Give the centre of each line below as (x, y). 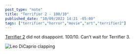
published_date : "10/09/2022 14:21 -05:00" (50, 18)
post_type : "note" (24, 9)
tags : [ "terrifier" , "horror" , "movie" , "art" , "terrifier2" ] (66, 23)
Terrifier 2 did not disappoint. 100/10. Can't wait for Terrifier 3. (68, 37)
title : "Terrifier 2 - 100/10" (37, 14)
